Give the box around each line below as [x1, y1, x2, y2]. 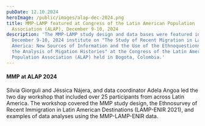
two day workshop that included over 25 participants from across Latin [6, 93, 185, 100]
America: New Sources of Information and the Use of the [12, 43, 160, 49]
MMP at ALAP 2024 [6, 73, 57, 80]
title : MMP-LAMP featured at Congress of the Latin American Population [6, 20, 195, 26]
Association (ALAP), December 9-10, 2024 [12, 26, 119, 32]
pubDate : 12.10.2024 [6, 9, 59, 15]
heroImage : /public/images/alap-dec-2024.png [6, 15, 124, 21]
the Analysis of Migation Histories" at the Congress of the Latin [12, 49, 187, 55]
